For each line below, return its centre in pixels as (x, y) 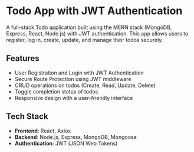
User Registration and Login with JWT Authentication (79, 73)
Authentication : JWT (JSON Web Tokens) (66, 143)
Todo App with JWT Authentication (94, 11)
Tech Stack (27, 117)
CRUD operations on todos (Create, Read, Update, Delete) (85, 85)
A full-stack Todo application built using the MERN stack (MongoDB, (89, 27)
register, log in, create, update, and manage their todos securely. (85, 40)
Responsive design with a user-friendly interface (74, 98)
